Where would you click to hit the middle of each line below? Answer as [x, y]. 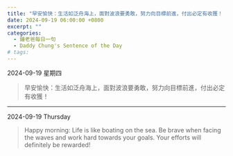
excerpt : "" [24, 26]
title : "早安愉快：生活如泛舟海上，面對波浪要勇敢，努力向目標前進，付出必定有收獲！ [115, 14]
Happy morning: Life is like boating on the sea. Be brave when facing [122, 130]
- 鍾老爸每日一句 [35, 40]
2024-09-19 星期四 [35, 73]
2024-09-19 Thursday [39, 116]
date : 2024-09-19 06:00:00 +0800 [55, 20]
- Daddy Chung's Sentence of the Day [68, 46]
